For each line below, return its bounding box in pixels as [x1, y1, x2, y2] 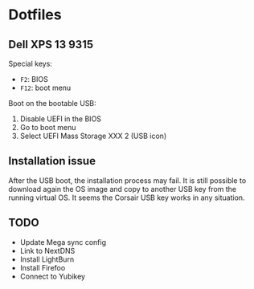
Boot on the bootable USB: [8, 99, 96, 108]
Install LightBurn [19, 254, 75, 264]
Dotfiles [8, 6, 62, 24]
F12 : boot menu [19, 83, 72, 92]
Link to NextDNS [19, 246, 76, 255]
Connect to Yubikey [19, 271, 86, 281]
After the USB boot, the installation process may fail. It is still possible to [8, 175, 247, 185]
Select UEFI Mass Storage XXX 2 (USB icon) [19, 131, 167, 140]
